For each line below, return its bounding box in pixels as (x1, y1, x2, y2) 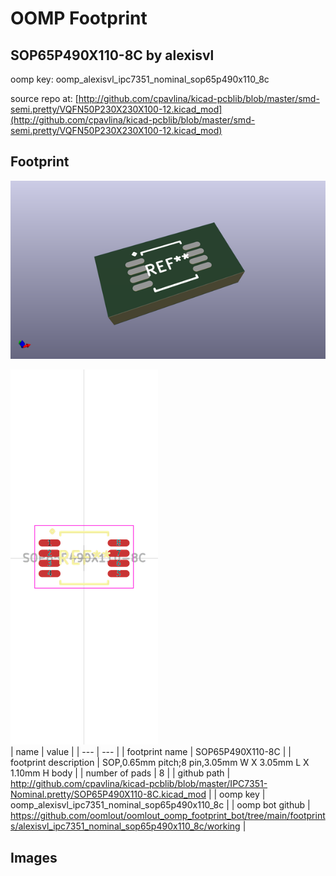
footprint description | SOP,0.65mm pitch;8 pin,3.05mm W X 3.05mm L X (10, 757, 310, 769)
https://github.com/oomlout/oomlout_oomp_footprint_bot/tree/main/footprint (10, 810, 326, 822)
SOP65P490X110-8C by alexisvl (10, 47, 215, 64)
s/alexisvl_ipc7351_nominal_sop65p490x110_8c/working (10, 820, 241, 832)
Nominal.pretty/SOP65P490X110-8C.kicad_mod (10, 788, 207, 801)
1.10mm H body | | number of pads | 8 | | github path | (10, 767, 231, 779)
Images (10, 849, 58, 866)
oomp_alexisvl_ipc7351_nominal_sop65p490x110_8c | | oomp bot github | (10, 799, 311, 811)
